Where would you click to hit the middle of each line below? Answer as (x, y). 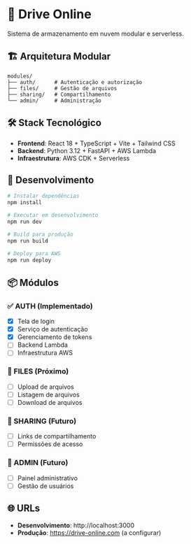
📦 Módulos (33, 282)
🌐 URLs (24, 509)
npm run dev (24, 222)
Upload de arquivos (46, 387)
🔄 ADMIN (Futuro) (38, 463)
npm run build (28, 241)
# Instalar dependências (43, 196)
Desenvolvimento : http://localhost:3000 (76, 525)
